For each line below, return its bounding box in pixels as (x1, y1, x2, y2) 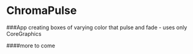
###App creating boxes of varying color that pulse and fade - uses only (6, 24, 187, 31)
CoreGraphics (6, 30, 42, 37)
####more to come (6, 42, 55, 49)
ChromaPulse (6, 4, 77, 18)
